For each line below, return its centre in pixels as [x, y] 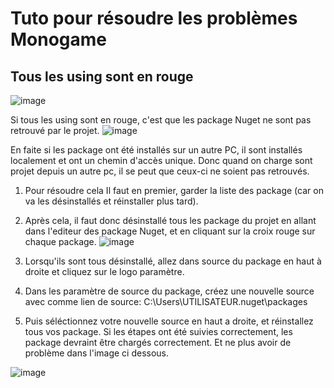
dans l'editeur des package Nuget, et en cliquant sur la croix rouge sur [170, 231]
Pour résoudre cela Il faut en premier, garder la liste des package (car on [174, 190]
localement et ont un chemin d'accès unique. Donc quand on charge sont [161, 160]
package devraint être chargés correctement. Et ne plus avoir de [158, 342]
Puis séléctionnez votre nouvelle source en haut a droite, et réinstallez [169, 321]
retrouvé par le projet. [55, 130]
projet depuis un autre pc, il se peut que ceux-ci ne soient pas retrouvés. [160, 171]
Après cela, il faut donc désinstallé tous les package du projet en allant [170, 220]
